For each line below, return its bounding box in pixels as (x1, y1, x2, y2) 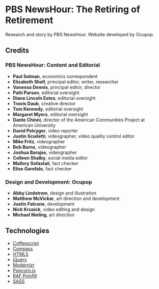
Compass (12, 246, 33, 252)
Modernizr (12, 262, 35, 268)
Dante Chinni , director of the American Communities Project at (12, 117, 145, 123)
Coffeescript (12, 240, 39, 246)
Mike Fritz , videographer (12, 138, 65, 144)
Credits (5, 46, 30, 55)
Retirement (5, 14, 54, 26)
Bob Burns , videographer (12, 144, 66, 150)
